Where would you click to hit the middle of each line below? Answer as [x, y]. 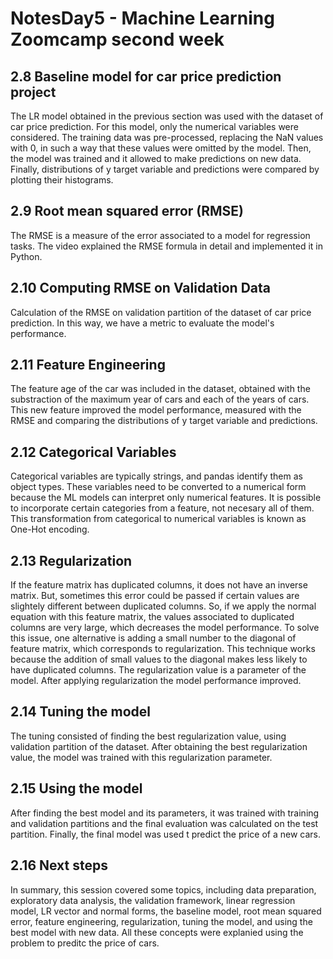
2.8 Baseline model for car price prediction [146, 76]
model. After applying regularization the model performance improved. [156, 681]
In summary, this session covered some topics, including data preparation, [163, 889]
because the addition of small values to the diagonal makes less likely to [159, 659]
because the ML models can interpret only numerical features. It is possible [166, 498]
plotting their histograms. [62, 180]
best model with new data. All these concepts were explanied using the [157, 932]
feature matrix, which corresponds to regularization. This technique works [163, 649]
